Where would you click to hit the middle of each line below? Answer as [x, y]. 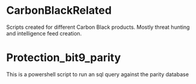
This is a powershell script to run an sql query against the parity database [97, 74]
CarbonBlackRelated [59, 10]
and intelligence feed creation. [44, 33]
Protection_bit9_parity [64, 58]
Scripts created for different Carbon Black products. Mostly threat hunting [98, 27]
